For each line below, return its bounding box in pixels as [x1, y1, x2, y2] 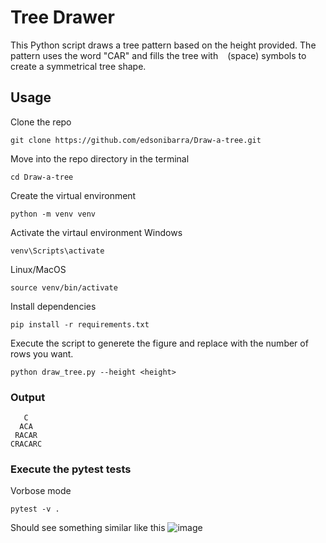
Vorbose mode [10, 485, 72, 497]
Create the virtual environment [10, 189, 137, 201]
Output [10, 390, 46, 404]
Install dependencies [10, 300, 97, 312]
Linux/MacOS [10, 263, 67, 275]
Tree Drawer [10, 6, 115, 29]
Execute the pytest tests [10, 462, 132, 476]
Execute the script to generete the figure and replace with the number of [10, 337, 309, 349]
